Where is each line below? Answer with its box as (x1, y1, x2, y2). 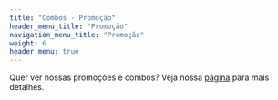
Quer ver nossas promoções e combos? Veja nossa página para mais (9, 72, 270, 83)
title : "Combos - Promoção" (9, 13, 117, 23)
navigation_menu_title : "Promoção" (9, 30, 145, 39)
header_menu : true (9, 47, 79, 56)
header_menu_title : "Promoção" (9, 22, 129, 31)
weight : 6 (9, 38, 47, 48)
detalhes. (9, 82, 45, 93)
